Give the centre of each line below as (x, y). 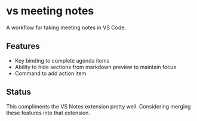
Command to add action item (50, 73)
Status (19, 92)
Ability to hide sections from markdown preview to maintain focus (96, 67)
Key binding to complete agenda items (62, 60)
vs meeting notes (50, 11)
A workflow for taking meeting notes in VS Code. (66, 27)
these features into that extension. (48, 113)
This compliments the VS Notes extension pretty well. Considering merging (98, 106)
